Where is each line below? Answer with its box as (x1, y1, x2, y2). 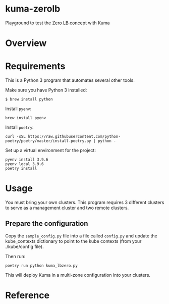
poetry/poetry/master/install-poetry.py (5, 138, 92, 144)
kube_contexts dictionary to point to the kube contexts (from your (5, 238, 142, 244)
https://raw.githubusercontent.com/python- (27, 134, 121, 139)
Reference (5, 290, 49, 301)
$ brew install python (5, 97, 53, 102)
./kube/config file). (5, 243, 44, 249)
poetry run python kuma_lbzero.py (5, 263, 78, 268)
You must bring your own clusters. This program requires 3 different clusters (5, 199, 164, 205)
